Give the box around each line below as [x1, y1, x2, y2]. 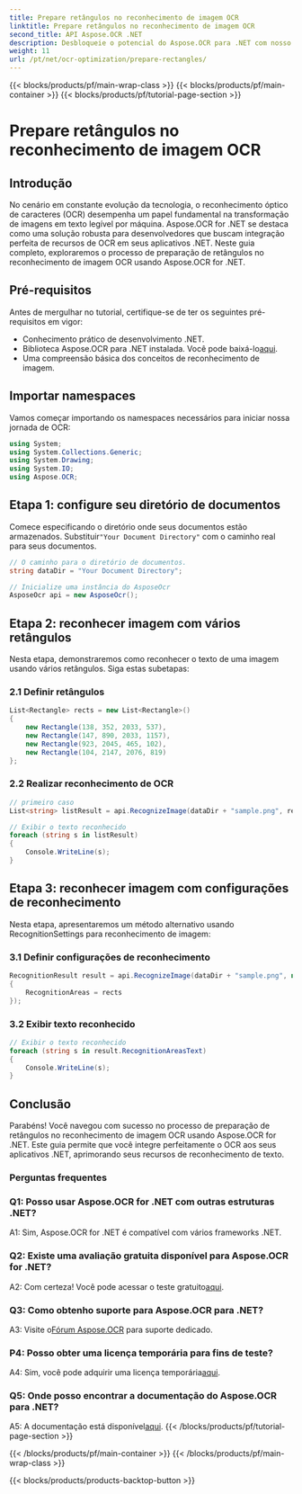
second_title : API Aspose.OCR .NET [9, 30, 143, 39]
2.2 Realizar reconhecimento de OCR [9, 777, 173, 790]
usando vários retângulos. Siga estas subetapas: [9, 663, 190, 675]
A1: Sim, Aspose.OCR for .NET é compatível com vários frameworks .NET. [9, 1227, 282, 1238]
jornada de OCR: [9, 422, 71, 433]
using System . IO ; [9, 464, 75, 473]
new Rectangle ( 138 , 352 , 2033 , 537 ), [25, 723, 167, 732]
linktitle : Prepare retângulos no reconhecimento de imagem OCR [9, 22, 255, 31]
